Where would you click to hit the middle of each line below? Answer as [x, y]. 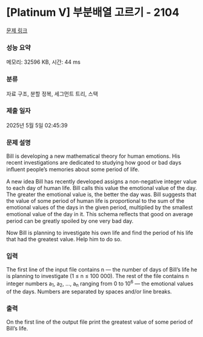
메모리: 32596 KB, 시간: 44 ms [43, 62]
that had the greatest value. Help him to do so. [64, 239]
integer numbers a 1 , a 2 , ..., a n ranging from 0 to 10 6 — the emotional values [100, 284]
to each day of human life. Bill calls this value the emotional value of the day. [101, 188]
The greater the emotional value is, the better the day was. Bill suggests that [101, 194]
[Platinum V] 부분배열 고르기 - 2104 [93, 12]
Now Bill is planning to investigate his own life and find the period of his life [100, 233]
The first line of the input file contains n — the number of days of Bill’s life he [102, 270]
